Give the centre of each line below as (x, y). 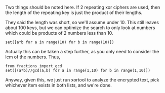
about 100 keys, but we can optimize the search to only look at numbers (80, 28)
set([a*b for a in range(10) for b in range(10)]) (60, 42)
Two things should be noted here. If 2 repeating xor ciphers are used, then (83, 7)
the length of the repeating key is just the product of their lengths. (74, 13)
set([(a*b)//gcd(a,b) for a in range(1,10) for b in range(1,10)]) (78, 70)
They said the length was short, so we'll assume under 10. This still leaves (82, 22)
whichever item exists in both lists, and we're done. (59, 85)
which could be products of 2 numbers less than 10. (59, 33)
